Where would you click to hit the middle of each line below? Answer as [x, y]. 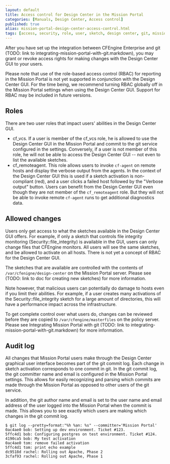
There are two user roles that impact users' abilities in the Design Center [81, 123]
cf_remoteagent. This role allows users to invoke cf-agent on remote [84, 165]
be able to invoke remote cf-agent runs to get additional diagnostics [83, 197]
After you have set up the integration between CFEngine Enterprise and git [83, 48]
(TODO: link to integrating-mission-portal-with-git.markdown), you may [79, 53]
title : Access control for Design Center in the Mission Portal [74, 15]
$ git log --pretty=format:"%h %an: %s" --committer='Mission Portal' [81, 426]
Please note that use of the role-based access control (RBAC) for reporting [83, 74]
